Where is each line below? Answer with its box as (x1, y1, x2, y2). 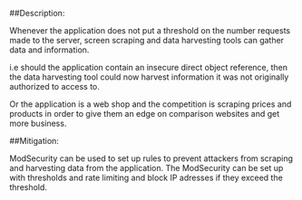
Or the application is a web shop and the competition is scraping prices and (9, 99, 292, 110)
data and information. (9, 44, 90, 55)
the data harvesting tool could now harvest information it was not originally (9, 71, 289, 82)
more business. (9, 118, 67, 129)
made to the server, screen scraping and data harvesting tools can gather (9, 35, 284, 45)
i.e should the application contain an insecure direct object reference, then (9, 62, 288, 72)
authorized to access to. (9, 81, 100, 91)
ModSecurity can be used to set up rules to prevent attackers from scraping (9, 153, 293, 164)
